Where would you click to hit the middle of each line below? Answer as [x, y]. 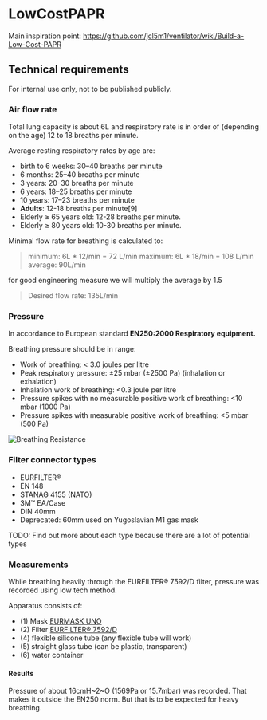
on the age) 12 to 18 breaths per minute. [74, 136]
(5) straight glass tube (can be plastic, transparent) [103, 646]
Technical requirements [69, 70]
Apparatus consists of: [45, 605]
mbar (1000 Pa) [45, 407]
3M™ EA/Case [43, 502]
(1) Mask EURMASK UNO [61, 621]
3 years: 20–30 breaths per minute [77, 183]
